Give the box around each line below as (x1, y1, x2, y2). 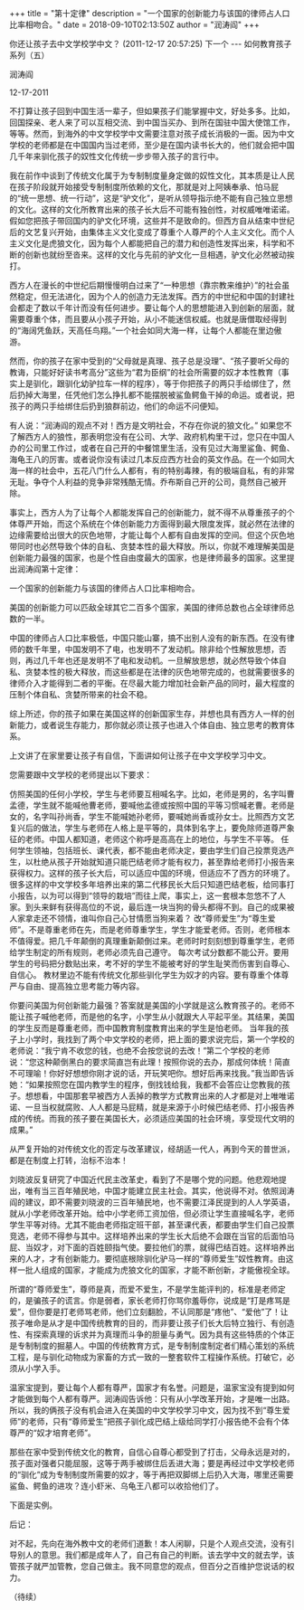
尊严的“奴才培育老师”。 (9, 1427, 97, 1438)
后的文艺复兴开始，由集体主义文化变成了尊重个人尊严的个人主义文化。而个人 (9, 227, 295, 237)
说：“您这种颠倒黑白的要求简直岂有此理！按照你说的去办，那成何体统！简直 (9, 1056, 291, 1067)
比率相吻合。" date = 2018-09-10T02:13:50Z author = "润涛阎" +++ (9, 19, 261, 30)
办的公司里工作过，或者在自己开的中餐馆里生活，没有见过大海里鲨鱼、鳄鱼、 (9, 442, 295, 453)
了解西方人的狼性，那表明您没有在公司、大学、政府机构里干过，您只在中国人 (9, 431, 295, 441)
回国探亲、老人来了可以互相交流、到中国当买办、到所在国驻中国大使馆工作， (9, 117, 295, 128)
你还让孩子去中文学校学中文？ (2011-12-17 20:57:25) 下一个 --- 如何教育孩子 (9, 39, 292, 49)
